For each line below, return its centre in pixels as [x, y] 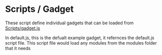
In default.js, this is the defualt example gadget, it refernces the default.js [80, 38]
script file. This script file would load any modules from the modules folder [81, 43]
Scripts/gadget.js [23, 28]
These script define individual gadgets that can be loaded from [69, 23]
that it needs [18, 48]
